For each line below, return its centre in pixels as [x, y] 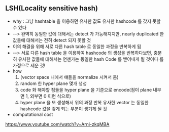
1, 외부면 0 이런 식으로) [48, 96]
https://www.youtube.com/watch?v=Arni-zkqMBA [57, 124]
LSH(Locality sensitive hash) [52, 8]
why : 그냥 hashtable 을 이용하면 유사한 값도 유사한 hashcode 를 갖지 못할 [87, 21]
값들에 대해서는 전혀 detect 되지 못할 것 [52, 40]
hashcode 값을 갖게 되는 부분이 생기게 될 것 [64, 109]
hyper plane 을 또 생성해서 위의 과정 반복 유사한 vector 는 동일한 [84, 102]
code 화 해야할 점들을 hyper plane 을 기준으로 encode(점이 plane [86, 90]
